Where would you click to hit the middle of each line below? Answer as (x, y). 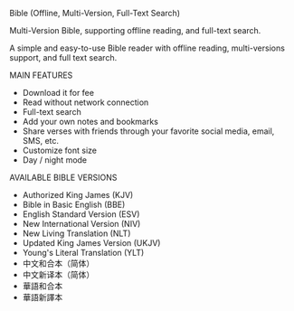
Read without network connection (85, 102)
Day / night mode (55, 160)
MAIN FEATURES (41, 75)
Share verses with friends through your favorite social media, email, (148, 131)
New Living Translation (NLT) (76, 233)
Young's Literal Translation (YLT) (83, 253)
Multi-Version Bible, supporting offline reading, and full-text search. (135, 30)
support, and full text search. (63, 57)
